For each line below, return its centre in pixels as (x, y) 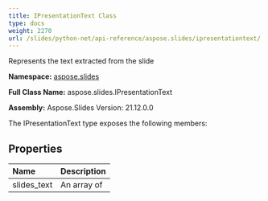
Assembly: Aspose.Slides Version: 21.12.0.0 (81, 108)
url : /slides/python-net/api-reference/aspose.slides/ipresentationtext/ (135, 38)
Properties (35, 148)
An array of (81, 185)
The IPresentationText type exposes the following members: (108, 123)
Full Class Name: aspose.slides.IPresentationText (91, 92)
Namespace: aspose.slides (54, 76)
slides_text (33, 185)
